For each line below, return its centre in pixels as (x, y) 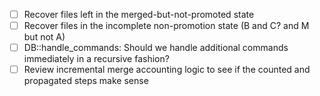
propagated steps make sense (86, 81)
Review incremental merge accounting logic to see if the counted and (167, 70)
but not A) (44, 37)
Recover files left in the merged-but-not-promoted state (139, 14)
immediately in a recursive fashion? (96, 59)
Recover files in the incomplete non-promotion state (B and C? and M (166, 26)
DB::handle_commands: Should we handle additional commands (156, 48)
